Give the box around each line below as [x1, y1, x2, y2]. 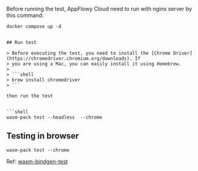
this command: [6, 12, 44, 19]
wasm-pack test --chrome [6, 147, 70, 153]
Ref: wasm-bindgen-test [6, 158, 68, 165]
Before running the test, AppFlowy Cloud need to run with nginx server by [6, 5, 193, 12]
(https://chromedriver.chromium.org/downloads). [6, 56, 133, 62]
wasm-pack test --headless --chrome [6, 114, 103, 120]
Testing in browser [6, 131, 79, 141]
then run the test [6, 93, 53, 99]
